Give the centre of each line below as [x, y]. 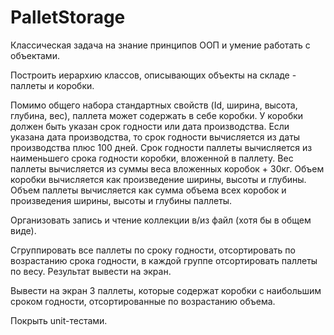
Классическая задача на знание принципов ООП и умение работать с [160, 45]
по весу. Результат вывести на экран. [91, 271]
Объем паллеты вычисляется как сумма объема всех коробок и [148, 190]
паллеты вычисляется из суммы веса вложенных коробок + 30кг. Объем [167, 168]
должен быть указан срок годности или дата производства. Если [150, 126]
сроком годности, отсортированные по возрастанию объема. [143, 301]
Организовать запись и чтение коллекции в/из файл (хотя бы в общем [161, 220]
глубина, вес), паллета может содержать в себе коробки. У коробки [157, 115]
